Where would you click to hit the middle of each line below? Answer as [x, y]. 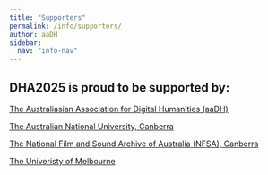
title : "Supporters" [48, 17]
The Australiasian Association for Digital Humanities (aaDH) [119, 109]
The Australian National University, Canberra [92, 126]
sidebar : [26, 43]
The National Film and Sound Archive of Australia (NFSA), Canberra [134, 144]
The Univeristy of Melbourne [62, 161]
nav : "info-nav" [48, 51]
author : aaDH [34, 34]
